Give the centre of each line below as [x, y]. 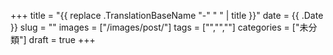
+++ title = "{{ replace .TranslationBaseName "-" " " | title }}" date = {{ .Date [167, 15]
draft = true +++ [62, 39]
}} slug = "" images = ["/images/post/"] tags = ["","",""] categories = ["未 [159, 27]
